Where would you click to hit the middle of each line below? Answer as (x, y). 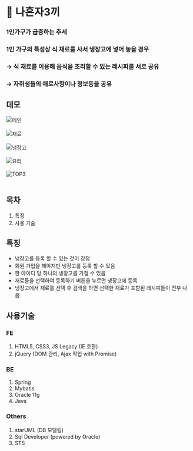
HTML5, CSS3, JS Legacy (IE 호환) (56, 346)
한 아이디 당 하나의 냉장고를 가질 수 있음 (60, 273)
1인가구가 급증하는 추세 (37, 32)
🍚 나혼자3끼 (33, 12)
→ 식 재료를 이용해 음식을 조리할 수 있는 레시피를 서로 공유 (83, 67)
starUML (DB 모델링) (39, 430)
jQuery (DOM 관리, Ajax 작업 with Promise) (66, 354)
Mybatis (24, 389)
